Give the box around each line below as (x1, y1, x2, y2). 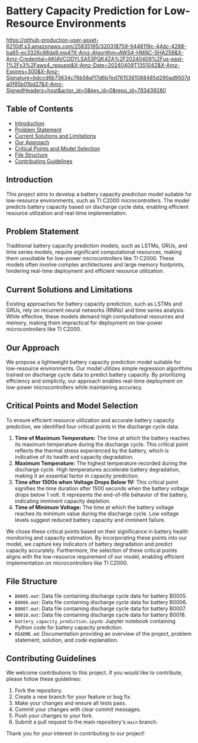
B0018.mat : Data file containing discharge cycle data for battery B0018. (14, 611, 186, 618)
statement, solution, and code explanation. (14, 636, 119, 643)
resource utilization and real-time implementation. (6, 209, 128, 216)
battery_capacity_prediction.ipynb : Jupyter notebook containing (14, 617, 176, 624)
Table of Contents (6, 104, 74, 114)
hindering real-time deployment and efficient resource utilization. (6, 267, 164, 275)
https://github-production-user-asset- (6, 36, 99, 43)
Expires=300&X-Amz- (6, 68, 60, 75)
